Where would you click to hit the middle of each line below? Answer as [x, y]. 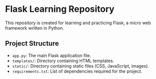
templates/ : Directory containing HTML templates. [63, 61]
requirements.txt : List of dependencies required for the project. [77, 71]
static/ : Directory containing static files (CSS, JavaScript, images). [80, 66]
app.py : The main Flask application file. [51, 55]
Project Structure [32, 44]
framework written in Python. [35, 28]
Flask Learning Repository [60, 9]
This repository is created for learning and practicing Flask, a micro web [78, 23]
